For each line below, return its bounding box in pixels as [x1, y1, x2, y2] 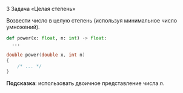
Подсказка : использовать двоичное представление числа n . [6, 80, 165, 87]
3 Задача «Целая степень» [6, 5, 76, 12]
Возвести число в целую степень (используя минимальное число [6, 17, 178, 24]
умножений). [6, 24, 41, 30]
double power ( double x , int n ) [6, 52, 85, 58]
